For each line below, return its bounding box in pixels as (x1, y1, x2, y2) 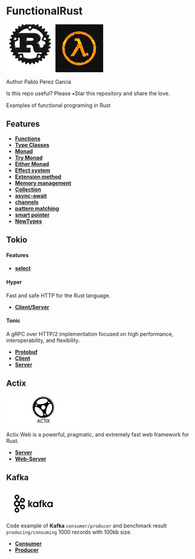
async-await (14, 192, 47, 199)
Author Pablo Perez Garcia (6, 78, 72, 85)
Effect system (14, 166, 51, 174)
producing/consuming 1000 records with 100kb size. (6, 529, 132, 536)
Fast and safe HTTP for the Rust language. (6, 292, 111, 299)
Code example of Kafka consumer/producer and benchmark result (6, 522, 167, 530)
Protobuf (14, 348, 38, 355)
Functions (14, 135, 41, 142)
